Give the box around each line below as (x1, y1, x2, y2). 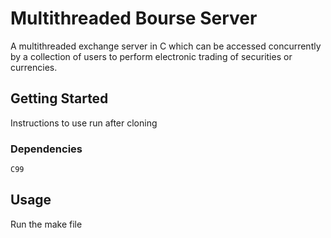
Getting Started (10, 90, 109, 107)
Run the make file (10, 218, 83, 230)
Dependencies (10, 142, 83, 156)
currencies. (10, 61, 58, 73)
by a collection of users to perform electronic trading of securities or (10, 50, 293, 62)
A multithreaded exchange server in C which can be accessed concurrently (10, 40, 322, 52)
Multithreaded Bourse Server (10, 7, 258, 30)
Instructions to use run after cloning (10, 117, 158, 129)
